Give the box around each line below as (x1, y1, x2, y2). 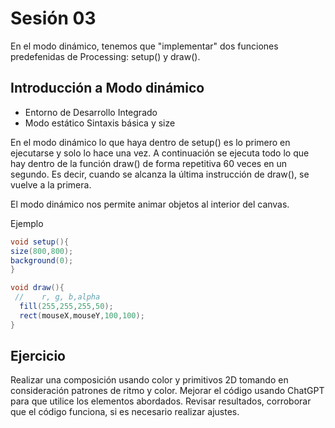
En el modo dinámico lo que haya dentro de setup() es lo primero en (10, 136, 291, 148)
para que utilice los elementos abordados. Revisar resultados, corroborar (10, 395, 312, 407)
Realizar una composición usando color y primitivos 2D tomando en (10, 374, 289, 386)
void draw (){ (10, 283, 65, 293)
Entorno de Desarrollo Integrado (24, 106, 158, 118)
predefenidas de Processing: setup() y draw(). (10, 50, 201, 62)
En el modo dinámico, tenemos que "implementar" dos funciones (10, 40, 279, 52)
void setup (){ (10, 237, 70, 247)
